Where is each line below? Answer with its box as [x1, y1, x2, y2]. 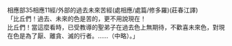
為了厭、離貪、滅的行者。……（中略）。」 [25, 32, 139, 40]
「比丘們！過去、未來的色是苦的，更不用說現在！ [7, 14, 146, 23]
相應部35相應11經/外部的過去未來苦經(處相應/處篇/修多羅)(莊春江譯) [7, 6, 198, 14]
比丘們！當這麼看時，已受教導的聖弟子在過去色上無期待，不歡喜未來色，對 [7, 23, 219, 31]
